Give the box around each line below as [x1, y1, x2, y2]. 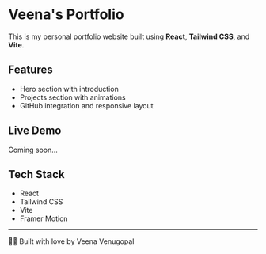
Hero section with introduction [19, 84, 119, 93]
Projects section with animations [19, 93, 126, 102]
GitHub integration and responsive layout [19, 100, 154, 110]
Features [8, 63, 53, 77]
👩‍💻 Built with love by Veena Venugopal [8, 237, 135, 246]
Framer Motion [19, 214, 69, 223]
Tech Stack [8, 168, 65, 181]
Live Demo [8, 124, 62, 138]
